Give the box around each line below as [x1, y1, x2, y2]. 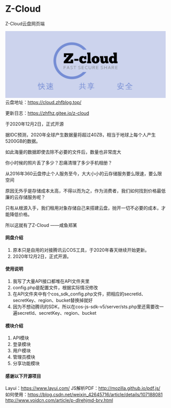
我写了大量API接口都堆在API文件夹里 [12, 278, 90, 284]
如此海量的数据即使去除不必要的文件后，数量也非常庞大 [5, 149, 121, 155]
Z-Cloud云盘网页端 [5, 20, 45, 26]
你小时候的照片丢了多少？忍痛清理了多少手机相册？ [5, 159, 112, 166]
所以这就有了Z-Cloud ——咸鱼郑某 [5, 222, 77, 228]
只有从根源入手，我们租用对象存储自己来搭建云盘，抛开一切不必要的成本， [5, 205, 161, 211]
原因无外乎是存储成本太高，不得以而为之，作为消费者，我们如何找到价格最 [5, 187, 161, 194]
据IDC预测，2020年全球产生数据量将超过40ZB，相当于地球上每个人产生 [5, 131, 156, 138]
